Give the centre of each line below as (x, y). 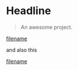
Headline (29, 11)
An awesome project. (46, 27)
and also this (22, 50)
